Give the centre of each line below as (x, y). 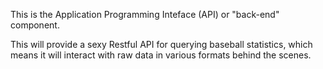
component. (35, 25)
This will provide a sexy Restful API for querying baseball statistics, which (161, 44)
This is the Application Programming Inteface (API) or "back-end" (145, 14)
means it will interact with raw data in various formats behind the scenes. (161, 55)
